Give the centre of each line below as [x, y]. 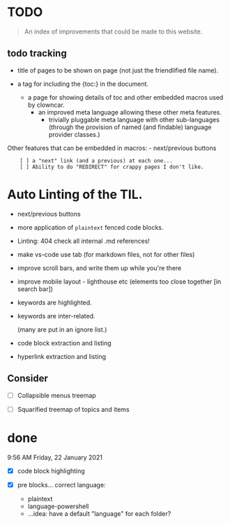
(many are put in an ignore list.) [62, 330]
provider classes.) [74, 134]
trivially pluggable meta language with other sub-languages [134, 119]
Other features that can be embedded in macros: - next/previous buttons [112, 148]
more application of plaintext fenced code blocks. [90, 227]
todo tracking [37, 53]
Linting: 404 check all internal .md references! [83, 241]
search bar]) [35, 289]
